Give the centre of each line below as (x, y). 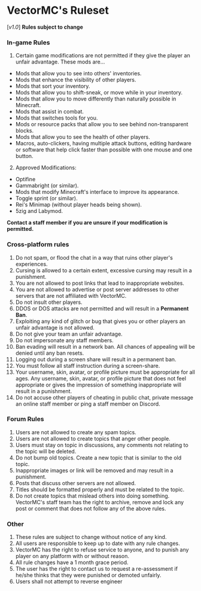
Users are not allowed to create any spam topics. (76, 432)
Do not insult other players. (49, 302)
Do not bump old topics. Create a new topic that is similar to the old (98, 458)
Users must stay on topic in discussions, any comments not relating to (102, 445)
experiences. (31, 264)
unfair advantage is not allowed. (55, 327)
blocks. (25, 131)
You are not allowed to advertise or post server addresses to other (97, 289)
